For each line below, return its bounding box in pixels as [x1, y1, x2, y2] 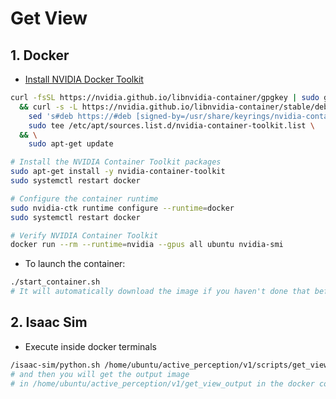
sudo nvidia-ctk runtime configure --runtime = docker [10, 203, 235, 213]
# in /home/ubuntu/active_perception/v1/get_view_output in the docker [10, 378, 315, 389]
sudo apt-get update [28, 139, 114, 149]
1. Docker [10, 47, 70, 64]
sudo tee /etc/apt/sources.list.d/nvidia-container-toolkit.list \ [28, 120, 315, 131]
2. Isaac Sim [10, 314, 88, 331]
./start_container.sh [10, 277, 101, 287]
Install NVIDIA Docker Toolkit [24, 73, 144, 85]
